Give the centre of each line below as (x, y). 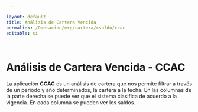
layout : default (26, 17)
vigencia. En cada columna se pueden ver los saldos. (71, 103)
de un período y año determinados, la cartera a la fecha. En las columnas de (99, 90)
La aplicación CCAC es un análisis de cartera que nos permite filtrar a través (99, 84)
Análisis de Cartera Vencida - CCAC (96, 67)
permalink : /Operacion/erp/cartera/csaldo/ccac (66, 28)
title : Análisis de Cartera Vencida (51, 22)
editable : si (22, 33)
